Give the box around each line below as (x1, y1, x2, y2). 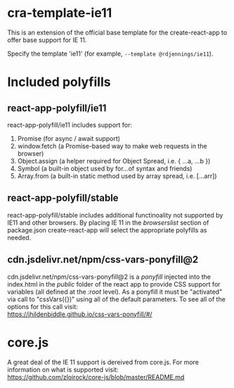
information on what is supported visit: (7, 365, 119, 374)
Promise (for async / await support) (17, 134, 121, 142)
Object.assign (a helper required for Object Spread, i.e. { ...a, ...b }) (17, 156, 211, 165)
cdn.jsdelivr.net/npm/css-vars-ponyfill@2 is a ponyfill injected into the (7, 273, 211, 281)
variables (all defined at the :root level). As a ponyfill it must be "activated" (7, 287, 223, 296)
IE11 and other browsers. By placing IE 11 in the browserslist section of (7, 218, 209, 227)
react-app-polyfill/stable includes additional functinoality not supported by (7, 211, 223, 219)
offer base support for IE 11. (7, 35, 87, 44)
